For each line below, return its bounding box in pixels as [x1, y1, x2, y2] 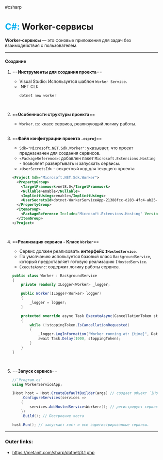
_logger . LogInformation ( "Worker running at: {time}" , [38, 332, 149, 337]
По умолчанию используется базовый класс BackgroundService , [19, 253, 151, 259]
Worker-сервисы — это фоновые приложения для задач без [5, 37, 131, 43]
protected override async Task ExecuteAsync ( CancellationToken [21, 313, 152, 319]
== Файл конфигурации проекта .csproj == [12, 136, 102, 141]
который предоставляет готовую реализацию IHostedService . [19, 259, 147, 264]
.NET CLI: [19, 84, 39, 90]
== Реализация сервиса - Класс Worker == [12, 239, 99, 244]
